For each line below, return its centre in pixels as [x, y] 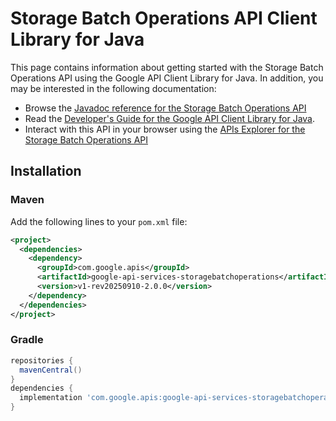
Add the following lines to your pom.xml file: [99, 221]
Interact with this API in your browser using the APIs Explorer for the [165, 129]
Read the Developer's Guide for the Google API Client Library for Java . [170, 118]
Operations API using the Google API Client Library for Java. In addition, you [167, 78]
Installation [46, 171]
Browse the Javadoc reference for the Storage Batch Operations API [165, 108]
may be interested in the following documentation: [113, 88]
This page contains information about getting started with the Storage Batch [167, 67]
